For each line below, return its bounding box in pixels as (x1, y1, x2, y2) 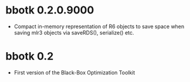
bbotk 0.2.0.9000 (5, 4, 94, 17)
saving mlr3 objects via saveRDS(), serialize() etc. (13, 29, 134, 36)
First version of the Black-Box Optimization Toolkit (13, 69, 135, 76)
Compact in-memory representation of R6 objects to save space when (13, 23, 185, 30)
